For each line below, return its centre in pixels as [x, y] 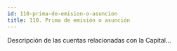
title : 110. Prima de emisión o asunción [69, 20]
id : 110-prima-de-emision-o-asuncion [63, 14]
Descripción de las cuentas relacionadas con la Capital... [89, 40]
